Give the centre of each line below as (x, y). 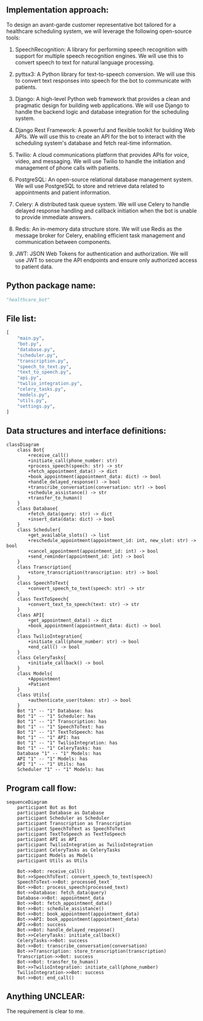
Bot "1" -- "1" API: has (48, 738)
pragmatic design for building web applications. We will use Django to (102, 105)
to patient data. (34, 267)
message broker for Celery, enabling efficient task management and (100, 235)
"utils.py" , (32, 400)
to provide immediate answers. (54, 217)
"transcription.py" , (43, 361)
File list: (22, 319)
